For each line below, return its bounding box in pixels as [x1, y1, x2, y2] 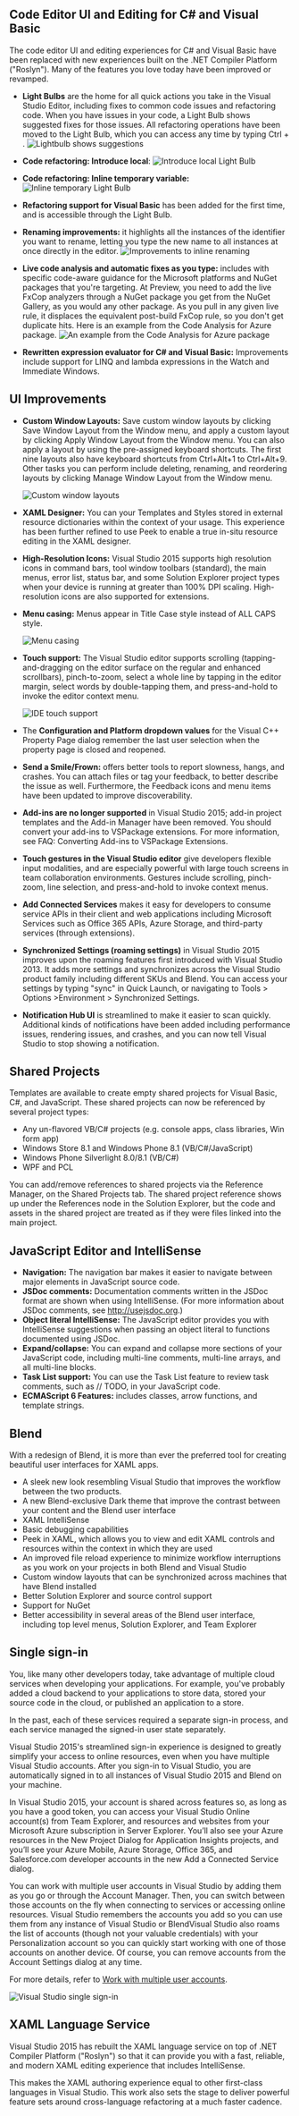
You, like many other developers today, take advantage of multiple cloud [9, 1668, 275, 1680]
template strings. [21, 1400, 85, 1411]
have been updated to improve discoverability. [21, 790, 194, 800]
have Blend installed [21, 1581, 96, 1592]
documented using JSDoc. [21, 1333, 120, 1344]
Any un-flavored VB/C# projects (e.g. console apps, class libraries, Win [21, 1124, 285, 1135]
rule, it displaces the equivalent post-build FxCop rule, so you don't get [21, 310, 284, 321]
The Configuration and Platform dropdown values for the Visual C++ [21, 724, 279, 736]
